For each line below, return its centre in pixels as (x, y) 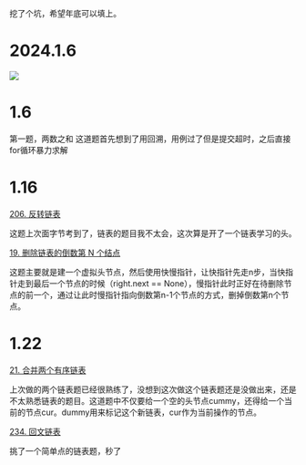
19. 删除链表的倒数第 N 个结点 (65, 253)
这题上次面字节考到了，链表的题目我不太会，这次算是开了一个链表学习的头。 (153, 233)
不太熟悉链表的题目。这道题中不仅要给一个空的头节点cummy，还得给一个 (147, 400)
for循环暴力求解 (39, 150)
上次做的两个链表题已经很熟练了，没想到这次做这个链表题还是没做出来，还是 (153, 389)
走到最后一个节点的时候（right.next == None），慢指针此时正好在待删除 (150, 283)
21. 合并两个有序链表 (48, 370)
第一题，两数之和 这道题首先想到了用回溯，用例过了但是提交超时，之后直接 (150, 139)
